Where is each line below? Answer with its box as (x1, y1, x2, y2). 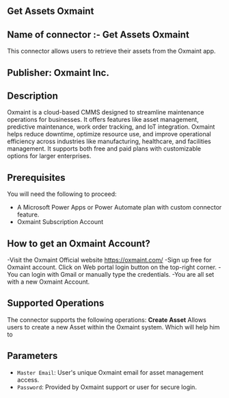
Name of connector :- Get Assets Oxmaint (7, 29, 189, 40)
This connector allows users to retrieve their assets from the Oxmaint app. (7, 47, 216, 55)
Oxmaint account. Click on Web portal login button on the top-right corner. (7, 263, 217, 271)
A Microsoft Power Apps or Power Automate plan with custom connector (16, 203, 222, 212)
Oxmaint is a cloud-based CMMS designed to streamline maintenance (7, 108, 204, 116)
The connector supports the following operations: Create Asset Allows (7, 315, 206, 324)
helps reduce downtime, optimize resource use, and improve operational (7, 130, 211, 138)
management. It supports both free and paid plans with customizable (7, 145, 202, 153)
